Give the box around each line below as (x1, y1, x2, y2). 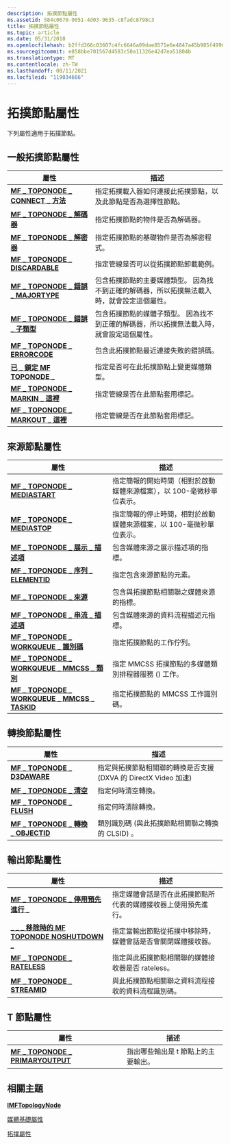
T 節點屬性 (7, 1011, 51, 1023)
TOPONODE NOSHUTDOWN (10, 932, 104, 941)
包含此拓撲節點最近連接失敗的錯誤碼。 (94, 346, 219, 356)
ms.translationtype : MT (7, 55, 75, 62)
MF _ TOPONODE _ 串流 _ (10, 610, 93, 620)
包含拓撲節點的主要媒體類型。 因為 (94, 275, 207, 285)
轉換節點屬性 (7, 728, 62, 739)
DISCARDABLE (10, 263, 60, 273)
